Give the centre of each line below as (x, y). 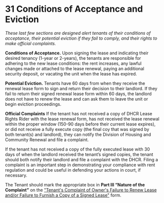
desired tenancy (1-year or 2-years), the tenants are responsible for (73, 58)
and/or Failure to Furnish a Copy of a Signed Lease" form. (63, 195)
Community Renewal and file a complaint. (47, 140)
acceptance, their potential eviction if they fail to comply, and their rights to (81, 38)
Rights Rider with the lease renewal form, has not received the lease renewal (82, 119)
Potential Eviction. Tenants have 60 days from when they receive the (75, 83)
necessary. (16, 175)
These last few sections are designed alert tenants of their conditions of (78, 33)
